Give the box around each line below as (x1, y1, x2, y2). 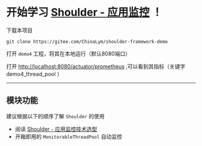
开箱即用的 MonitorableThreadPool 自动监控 (14, 133, 123, 140)
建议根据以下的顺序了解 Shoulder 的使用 (6, 112, 105, 119)
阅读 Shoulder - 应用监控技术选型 (14, 125, 97, 133)
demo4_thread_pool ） (6, 70, 63, 77)
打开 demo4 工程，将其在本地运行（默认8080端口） (6, 49, 131, 57)
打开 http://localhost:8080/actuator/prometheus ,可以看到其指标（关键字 (6, 63, 186, 70)
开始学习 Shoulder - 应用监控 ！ (6, 5, 163, 19)
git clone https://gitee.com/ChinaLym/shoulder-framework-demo (6, 39, 168, 45)
